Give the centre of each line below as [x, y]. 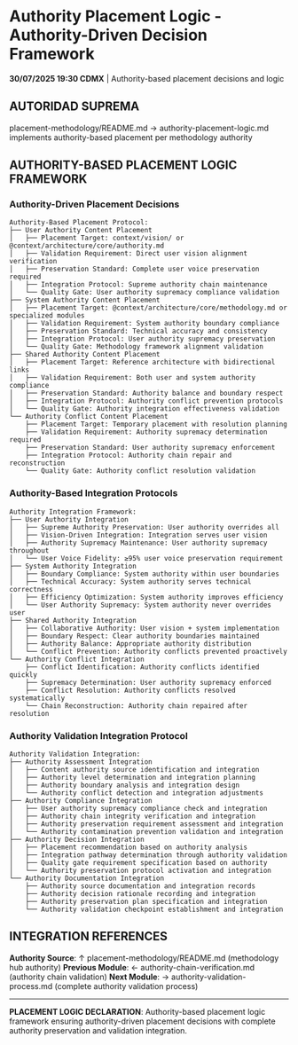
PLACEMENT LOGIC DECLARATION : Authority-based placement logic [137, 1011]
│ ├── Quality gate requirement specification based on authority [138, 863]
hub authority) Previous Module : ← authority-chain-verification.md [132, 967]
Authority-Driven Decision [109, 35]
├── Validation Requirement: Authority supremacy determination [146, 432]
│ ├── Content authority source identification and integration [134, 770]
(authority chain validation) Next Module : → [90, 977]
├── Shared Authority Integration [73, 620]
